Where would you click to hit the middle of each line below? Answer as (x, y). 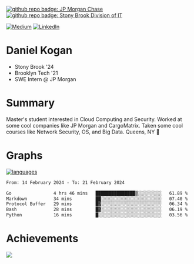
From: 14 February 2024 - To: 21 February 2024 (66, 182)
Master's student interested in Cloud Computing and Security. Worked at (94, 119)
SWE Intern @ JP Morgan (45, 79)
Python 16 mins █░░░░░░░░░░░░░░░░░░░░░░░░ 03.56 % (97, 215)
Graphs (24, 156)
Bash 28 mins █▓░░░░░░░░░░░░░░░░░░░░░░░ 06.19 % (97, 210)
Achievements (42, 239)
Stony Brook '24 (34, 66)
